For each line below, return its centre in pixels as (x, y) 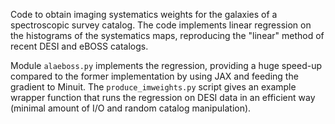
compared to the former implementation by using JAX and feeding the (154, 76)
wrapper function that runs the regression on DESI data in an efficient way (163, 97)
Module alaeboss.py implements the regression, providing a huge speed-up (166, 65)
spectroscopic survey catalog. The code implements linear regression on (161, 25)
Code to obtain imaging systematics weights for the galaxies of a (144, 14)
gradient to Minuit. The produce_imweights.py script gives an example (153, 87)
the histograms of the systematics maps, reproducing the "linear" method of (167, 35)
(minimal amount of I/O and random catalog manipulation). (131, 108)
